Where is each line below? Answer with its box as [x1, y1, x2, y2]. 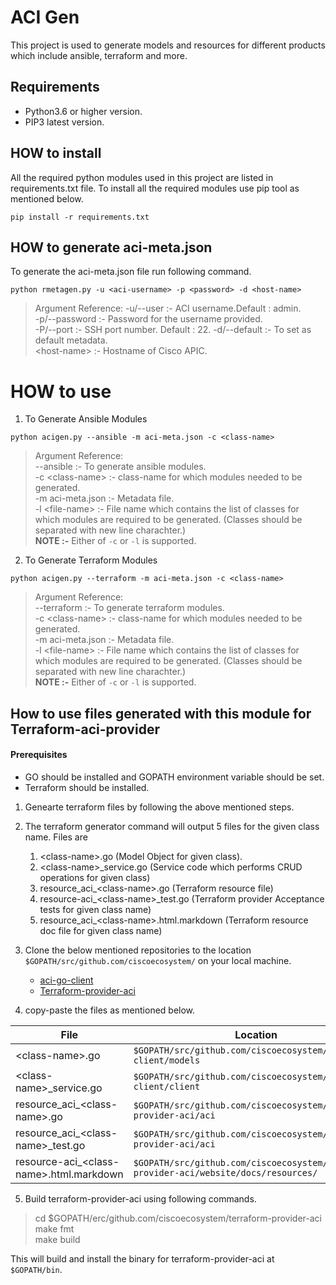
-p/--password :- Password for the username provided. [34, 313, 263, 325]
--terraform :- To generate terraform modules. [34, 602, 225, 614]
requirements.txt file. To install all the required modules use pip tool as [10, 182, 300, 194]
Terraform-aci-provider [10, 721, 160, 738]
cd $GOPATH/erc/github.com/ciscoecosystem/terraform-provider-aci [34, 1212, 322, 1224]
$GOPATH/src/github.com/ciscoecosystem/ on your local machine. [24, 954, 292, 966]
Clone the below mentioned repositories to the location [24, 944, 252, 956]
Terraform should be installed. [24, 781, 150, 793]
